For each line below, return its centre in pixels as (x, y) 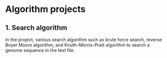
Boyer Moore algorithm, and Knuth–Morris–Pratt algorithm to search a (77, 45)
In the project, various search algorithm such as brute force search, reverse (84, 39)
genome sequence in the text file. (40, 50)
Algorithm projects (45, 9)
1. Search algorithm (36, 28)
